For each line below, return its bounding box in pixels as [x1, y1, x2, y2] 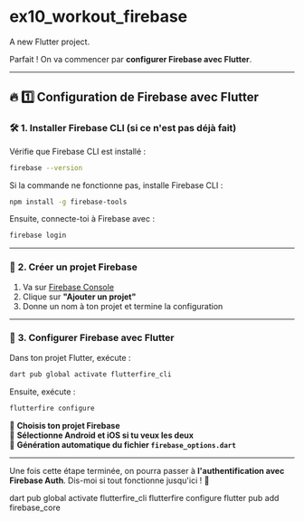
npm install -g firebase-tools [9, 197, 128, 206]
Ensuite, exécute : [9, 386, 76, 397]
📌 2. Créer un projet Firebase [9, 260, 138, 273]
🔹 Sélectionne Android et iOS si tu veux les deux [9, 430, 195, 440]
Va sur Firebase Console [22, 281, 115, 292]
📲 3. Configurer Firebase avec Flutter [9, 332, 175, 345]
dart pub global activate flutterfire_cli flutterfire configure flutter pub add [9, 492, 280, 503]
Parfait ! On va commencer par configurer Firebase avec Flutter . [9, 53, 252, 64]
